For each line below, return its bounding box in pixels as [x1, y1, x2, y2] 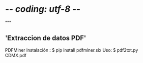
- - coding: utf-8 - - [5, 3, 81, 15]
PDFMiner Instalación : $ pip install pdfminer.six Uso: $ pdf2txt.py [5, 47, 139, 53]
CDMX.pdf [5, 52, 27, 58]
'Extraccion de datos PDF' [5, 34, 86, 42]
